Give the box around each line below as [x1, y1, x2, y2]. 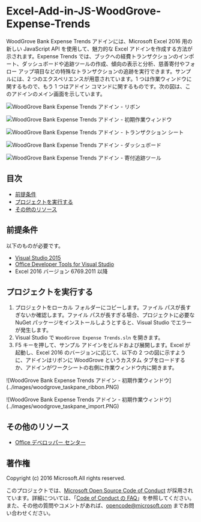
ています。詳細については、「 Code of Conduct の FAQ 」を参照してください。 [6, 494, 195, 502]
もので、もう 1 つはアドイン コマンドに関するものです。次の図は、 [22, 82, 186, 90]
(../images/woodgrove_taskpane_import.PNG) [6, 403, 119, 410]
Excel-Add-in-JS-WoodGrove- [6, 4, 161, 18]
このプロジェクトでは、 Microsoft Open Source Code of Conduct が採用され [6, 487, 193, 494]
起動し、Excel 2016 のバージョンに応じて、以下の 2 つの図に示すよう [14, 349, 186, 356]
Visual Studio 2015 [14, 254, 61, 261]
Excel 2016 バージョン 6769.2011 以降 [14, 268, 108, 275]
